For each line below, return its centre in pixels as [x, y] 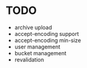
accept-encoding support [47, 33]
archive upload [33, 27]
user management [37, 47]
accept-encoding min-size [48, 40]
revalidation [29, 59]
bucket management [40, 53]
